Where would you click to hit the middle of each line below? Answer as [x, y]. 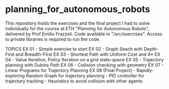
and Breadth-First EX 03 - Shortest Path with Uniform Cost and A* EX [88, 54]
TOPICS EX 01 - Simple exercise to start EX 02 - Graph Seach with [74, 49]
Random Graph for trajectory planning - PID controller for [85, 75]
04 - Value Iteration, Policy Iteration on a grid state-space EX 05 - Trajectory [84, 59]
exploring [15, 75]
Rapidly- [145, 70]
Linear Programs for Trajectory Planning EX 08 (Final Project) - [70, 70]
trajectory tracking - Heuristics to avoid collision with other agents [74, 81]
